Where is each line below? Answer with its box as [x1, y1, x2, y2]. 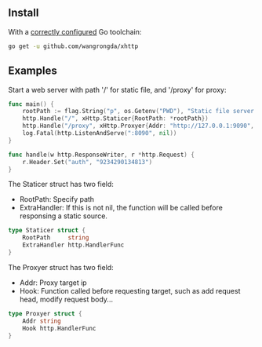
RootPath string [22, 234, 89, 242]
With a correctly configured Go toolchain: [8, 27, 142, 36]
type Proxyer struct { [8, 309, 82, 317]
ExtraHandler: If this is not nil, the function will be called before [19, 203, 224, 213]
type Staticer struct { [8, 227, 86, 235]
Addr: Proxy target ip [19, 278, 88, 287]
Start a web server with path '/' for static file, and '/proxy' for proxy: [8, 85, 227, 94]
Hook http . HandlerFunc [22, 324, 96, 332]
